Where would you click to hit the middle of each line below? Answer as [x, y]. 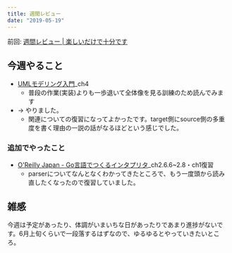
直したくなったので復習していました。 [84, 182]
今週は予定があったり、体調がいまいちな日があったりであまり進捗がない [112, 225]
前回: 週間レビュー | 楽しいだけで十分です [68, 41]
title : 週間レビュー [34, 14]
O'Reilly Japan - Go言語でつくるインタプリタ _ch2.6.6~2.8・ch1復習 [115, 165]
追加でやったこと [36, 148]
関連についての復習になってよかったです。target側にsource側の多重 [127, 119]
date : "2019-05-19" [36, 20]
